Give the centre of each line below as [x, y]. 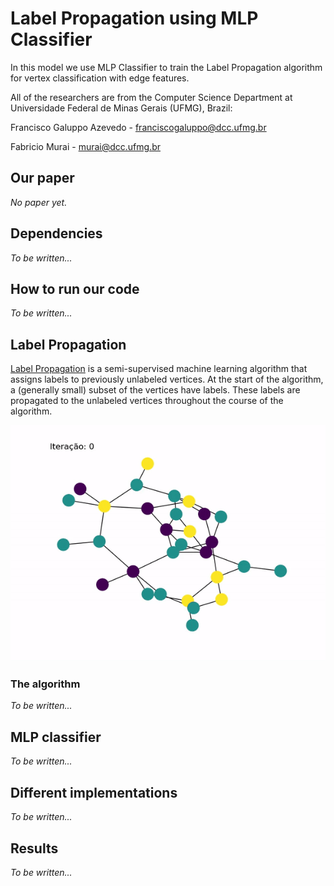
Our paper [42, 178]
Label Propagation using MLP [134, 18]
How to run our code [75, 288]
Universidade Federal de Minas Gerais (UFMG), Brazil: [121, 108]
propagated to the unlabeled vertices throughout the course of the [147, 401]
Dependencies [56, 233]
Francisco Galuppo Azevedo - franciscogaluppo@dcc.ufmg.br [138, 127]
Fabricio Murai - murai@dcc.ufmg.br [86, 146]
